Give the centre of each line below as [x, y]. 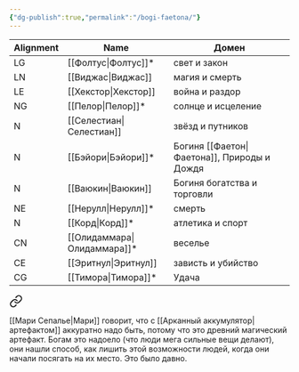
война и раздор [207, 92]
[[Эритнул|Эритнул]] [112, 263]
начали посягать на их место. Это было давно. [98, 358]
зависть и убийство [216, 263]
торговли [193, 194]
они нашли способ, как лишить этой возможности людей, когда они [139, 349]
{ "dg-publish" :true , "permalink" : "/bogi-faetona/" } [105, 17]
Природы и [246, 157]
